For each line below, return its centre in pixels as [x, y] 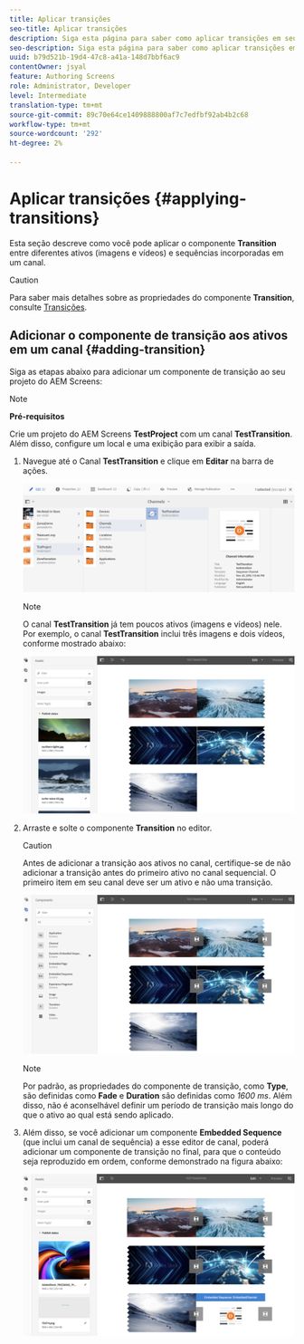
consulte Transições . [48, 307]
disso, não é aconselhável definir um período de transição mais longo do [158, 1105]
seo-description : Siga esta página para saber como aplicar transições [147, 48]
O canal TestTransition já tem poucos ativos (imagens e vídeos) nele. [152, 624]
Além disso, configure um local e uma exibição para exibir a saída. [133, 443]
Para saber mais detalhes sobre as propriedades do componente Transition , [152, 297]
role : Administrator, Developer [70, 86]
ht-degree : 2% [36, 144]
